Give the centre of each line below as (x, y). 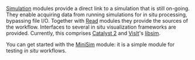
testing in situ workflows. (36, 51)
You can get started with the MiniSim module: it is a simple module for (90, 44)
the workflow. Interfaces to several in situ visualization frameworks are (91, 27)
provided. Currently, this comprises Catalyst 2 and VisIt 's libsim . (83, 33)
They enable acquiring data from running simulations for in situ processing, (97, 15)
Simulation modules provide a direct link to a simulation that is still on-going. (98, 8)
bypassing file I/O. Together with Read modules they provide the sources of (97, 21)
